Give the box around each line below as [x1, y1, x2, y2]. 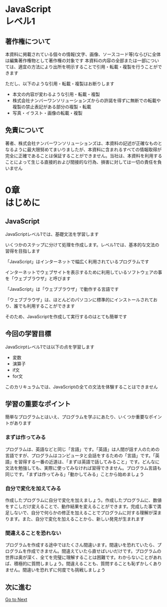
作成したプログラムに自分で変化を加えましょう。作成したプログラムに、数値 [5, 497, 162, 503]
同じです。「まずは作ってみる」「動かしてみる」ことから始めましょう [5, 471, 145, 477]
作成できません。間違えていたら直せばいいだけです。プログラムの [26, 548, 162, 554]
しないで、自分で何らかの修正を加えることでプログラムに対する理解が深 [9, 510, 158, 516]
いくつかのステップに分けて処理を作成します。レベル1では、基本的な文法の [5, 241, 160, 248]
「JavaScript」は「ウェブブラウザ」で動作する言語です [5, 286, 119, 292]
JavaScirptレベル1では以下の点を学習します [5, 344, 95, 350]
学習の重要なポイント [5, 400, 71, 408]
